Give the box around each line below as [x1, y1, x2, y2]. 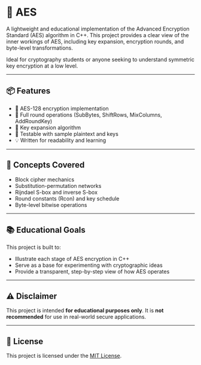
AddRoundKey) [14, 117, 53, 124]
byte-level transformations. [6, 44, 73, 51]
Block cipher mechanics [14, 176, 75, 183]
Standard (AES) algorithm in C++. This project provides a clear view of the [6, 31, 190, 38]
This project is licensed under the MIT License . [6, 352, 122, 359]
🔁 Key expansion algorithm [14, 124, 81, 131]
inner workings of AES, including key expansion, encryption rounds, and [6, 38, 184, 45]
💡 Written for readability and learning [14, 136, 106, 144]
